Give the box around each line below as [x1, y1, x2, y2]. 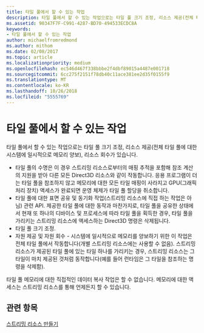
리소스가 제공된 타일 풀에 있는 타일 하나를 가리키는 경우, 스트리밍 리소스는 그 [15, 247, 195, 254]
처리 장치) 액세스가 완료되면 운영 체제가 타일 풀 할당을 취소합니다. [15, 186, 170, 194]
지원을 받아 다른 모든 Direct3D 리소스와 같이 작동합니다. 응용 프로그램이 [21, 171, 191, 178]
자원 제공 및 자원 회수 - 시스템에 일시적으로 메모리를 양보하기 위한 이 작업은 [15, 232, 192, 239]
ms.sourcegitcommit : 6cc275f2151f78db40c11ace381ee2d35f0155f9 [6, 71, 170, 77]
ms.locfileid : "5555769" [6, 94, 69, 100]
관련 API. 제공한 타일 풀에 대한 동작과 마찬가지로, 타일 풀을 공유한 [23, 202, 178, 209]
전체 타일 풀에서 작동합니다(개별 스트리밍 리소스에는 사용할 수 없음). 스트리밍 [15, 240, 196, 247]
